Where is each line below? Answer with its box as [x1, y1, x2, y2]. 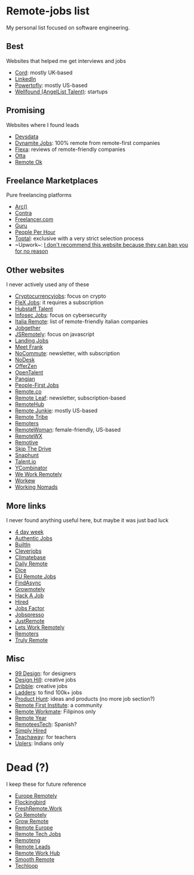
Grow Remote [14, 818, 49, 825]
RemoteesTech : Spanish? [14, 720, 77, 728]
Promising [6, 105, 45, 116]
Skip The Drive [14, 445, 52, 453]
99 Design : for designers [14, 670, 76, 677]
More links [6, 501, 47, 511]
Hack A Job [14, 592, 44, 599]
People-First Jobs [14, 382, 59, 389]
